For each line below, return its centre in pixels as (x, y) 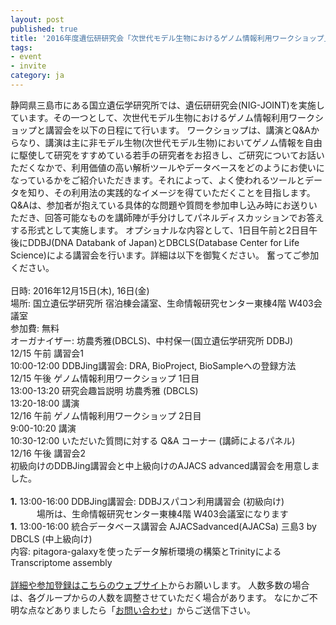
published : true (44, 29)
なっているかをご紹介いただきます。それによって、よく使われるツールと (158, 180)
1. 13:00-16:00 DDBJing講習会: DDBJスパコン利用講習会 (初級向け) (147, 501)
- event (26, 57)
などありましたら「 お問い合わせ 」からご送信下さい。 (146, 610)
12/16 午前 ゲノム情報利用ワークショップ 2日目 (106, 415)
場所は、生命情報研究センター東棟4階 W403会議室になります (162, 513)
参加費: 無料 (35, 328)
